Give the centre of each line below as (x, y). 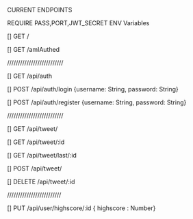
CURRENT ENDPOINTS (40, 10)
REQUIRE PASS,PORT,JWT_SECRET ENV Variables (78, 23)
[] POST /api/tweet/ (35, 169)
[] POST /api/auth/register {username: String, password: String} (97, 102)
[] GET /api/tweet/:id (36, 142)
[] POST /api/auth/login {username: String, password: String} (93, 89)
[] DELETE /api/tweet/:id (41, 181)
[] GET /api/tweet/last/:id (42, 155)
